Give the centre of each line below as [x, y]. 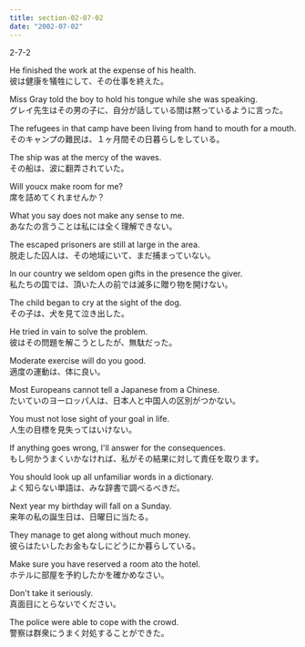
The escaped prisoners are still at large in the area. [105, 244]
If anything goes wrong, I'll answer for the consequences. [117, 447]
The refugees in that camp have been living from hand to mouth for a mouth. [153, 128]
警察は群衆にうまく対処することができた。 [89, 632]
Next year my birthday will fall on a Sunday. [91, 506]
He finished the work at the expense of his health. [103, 70]
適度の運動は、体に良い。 [57, 371]
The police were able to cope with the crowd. [94, 621]
